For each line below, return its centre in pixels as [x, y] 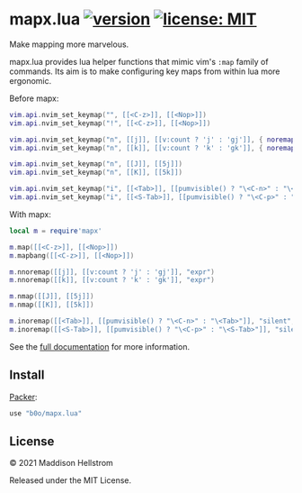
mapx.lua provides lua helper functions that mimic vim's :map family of [139, 61]
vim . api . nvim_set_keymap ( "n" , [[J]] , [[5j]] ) [96, 164]
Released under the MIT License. [71, 480]
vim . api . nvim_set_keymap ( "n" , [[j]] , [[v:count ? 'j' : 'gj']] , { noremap [152, 140]
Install [27, 375]
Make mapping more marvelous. [69, 44]
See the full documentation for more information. [100, 346]
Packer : [23, 397]
